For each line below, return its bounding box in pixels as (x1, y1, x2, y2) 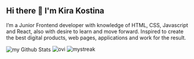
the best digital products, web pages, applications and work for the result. (6, 34, 186, 41)
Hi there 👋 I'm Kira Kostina (6, 6, 105, 16)
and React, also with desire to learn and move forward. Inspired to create (6, 28, 184, 35)
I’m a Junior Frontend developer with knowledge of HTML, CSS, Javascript (6, 21, 188, 28)
